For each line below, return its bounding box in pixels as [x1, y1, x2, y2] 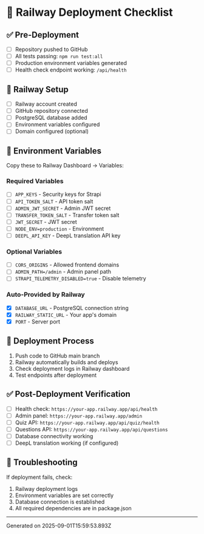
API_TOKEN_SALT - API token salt [15, 197, 93, 205]
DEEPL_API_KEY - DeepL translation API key [15, 232, 121, 239]
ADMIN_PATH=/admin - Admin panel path [15, 268, 111, 275]
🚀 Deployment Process [6, 336, 94, 346]
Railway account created [15, 100, 77, 108]
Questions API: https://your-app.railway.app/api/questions [15, 425, 168, 433]
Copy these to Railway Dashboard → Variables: [6, 162, 124, 169]
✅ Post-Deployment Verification [6, 389, 131, 399]
